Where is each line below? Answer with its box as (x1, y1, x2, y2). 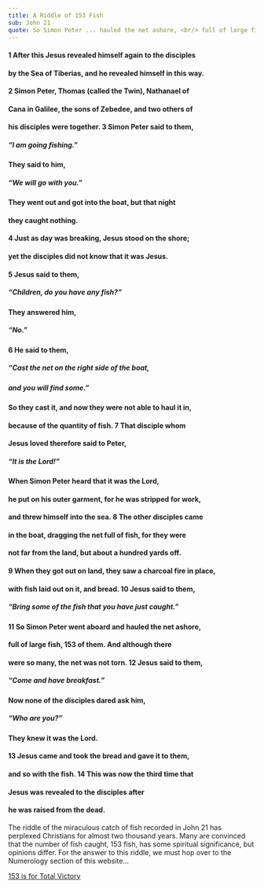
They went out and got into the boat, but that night (8, 198, 176, 207)
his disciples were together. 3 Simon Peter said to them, (8, 122, 194, 132)
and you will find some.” (8, 382, 90, 393)
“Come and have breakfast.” (8, 676, 105, 685)
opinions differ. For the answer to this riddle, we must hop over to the (8, 847, 232, 857)
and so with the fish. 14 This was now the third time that (8, 769, 194, 778)
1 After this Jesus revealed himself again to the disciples (8, 50, 196, 60)
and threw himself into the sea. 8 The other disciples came (8, 512, 203, 522)
